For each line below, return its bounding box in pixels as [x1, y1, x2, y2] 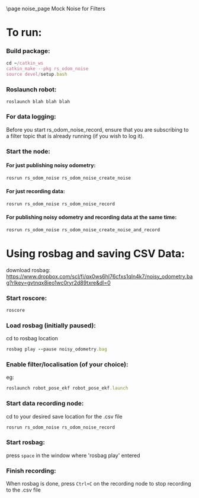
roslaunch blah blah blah [6, 99, 70, 105]
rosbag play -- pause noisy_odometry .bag [6, 346, 108, 352]
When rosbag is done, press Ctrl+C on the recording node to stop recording [6, 480, 191, 487]
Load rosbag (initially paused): [6, 321, 96, 330]
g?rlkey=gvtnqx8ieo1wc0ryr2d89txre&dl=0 [6, 279, 111, 286]
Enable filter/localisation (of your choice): [6, 360, 129, 369]
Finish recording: [6, 467, 56, 475]
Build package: [6, 47, 50, 55]
